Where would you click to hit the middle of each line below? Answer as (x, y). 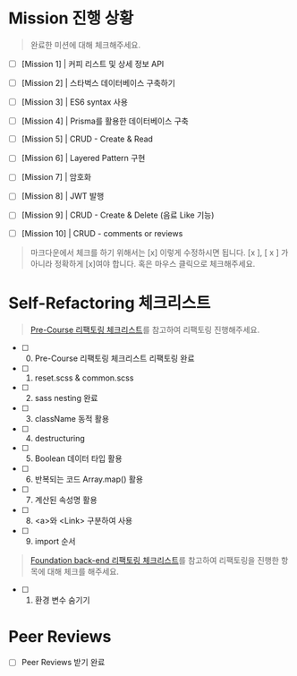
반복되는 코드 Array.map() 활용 (89, 479)
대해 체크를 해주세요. (83, 571)
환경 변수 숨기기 (62, 600)
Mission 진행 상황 (71, 18)
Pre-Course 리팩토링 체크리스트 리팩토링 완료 (115, 358)
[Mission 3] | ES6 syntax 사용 (75, 102)
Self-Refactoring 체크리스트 (110, 303)
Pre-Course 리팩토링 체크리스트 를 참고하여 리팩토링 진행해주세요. (145, 329)
